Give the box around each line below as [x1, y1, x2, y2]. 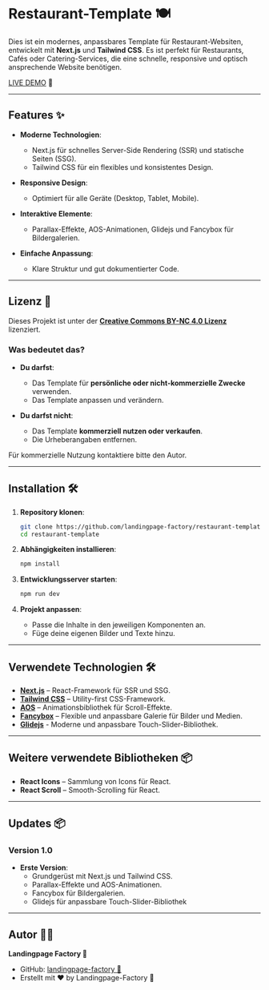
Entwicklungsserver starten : [19, 574, 118, 584]
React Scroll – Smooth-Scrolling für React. [19, 785, 160, 795]
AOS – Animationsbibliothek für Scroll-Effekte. [19, 702, 172, 712]
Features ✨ [8, 108, 65, 123]
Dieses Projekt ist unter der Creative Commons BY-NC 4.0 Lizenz [8, 316, 227, 325]
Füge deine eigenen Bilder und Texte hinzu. [31, 629, 175, 638]
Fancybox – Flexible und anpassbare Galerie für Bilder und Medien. [19, 710, 243, 720]
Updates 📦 [8, 817, 66, 831]
